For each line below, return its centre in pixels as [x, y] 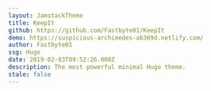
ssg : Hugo [25, 52]
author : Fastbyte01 [40, 45]
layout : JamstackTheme [46, 15]
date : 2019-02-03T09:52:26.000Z [61, 60]
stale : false [30, 74]
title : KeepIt [32, 23]
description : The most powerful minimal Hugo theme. [97, 67]
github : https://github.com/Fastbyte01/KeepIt [86, 30]
